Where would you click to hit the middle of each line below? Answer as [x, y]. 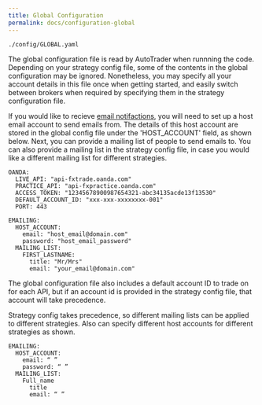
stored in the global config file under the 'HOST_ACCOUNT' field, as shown [130, 133]
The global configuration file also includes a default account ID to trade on [129, 283]
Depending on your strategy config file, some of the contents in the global [128, 67]
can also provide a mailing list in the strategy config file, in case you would [129, 149]
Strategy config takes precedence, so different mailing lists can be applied [129, 315]
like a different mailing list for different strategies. [88, 157]
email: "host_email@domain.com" [75, 234]
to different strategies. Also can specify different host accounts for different [131, 323]
